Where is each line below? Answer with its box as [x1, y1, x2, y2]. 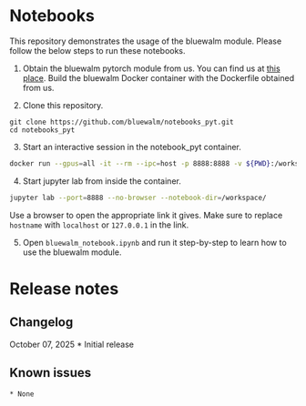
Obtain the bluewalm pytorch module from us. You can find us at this [22, 63, 280, 74]
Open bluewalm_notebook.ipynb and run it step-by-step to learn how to [22, 237, 287, 248]
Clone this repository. [22, 99, 104, 110]
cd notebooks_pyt [9, 125, 76, 135]
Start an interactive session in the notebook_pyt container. [22, 141, 241, 152]
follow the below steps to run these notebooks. [9, 45, 186, 56]
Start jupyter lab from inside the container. [22, 175, 182, 187]
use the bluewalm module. [22, 247, 122, 258]
